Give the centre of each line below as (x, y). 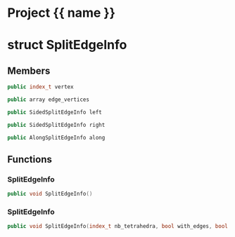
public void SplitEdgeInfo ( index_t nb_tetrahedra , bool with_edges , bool (118, 226)
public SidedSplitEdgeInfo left (55, 112)
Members (29, 70)
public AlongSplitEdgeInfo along (56, 137)
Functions (30, 159)
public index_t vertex (40, 87)
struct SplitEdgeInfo (67, 45)
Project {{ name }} (62, 13)
